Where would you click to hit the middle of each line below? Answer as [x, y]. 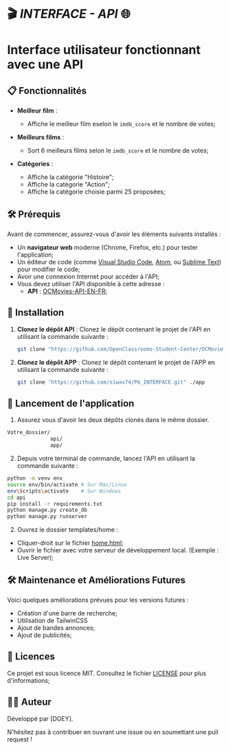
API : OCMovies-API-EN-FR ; [67, 291]
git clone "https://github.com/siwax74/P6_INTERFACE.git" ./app [111, 382]
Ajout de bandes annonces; [56, 628]
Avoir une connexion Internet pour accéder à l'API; [88, 277]
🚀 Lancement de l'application [71, 403]
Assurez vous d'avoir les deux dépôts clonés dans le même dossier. [113, 420]
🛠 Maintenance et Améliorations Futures [96, 580]
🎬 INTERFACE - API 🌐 [69, 14]
